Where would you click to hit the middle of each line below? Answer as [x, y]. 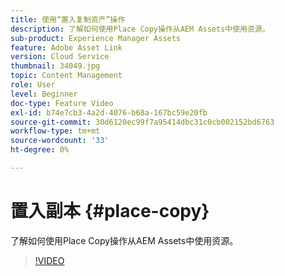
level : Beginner [44, 94]
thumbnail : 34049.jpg [55, 66]
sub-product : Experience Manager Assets [96, 38]
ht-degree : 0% [40, 150]
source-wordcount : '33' [60, 141]
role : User [33, 85]
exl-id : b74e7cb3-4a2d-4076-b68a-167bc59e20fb [109, 112]
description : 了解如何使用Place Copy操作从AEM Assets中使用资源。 [140, 29]
